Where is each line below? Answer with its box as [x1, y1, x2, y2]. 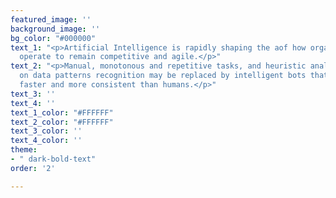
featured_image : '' [10, 14, 92, 25]
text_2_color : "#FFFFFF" [10, 117, 114, 127]
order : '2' [10, 163, 56, 173]
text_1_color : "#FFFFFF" [10, 107, 114, 118]
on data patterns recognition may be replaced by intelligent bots [19, 71, 307, 81]
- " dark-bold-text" [10, 154, 97, 164]
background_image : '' [10, 24, 101, 34]
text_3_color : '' [10, 126, 83, 136]
